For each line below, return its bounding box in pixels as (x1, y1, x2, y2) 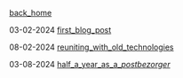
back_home (9, 8, 52, 18)
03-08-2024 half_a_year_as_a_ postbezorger (9, 59, 171, 69)
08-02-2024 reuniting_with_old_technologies (9, 42, 175, 52)
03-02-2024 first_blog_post (9, 25, 112, 35)
